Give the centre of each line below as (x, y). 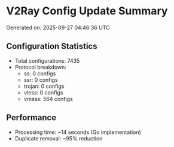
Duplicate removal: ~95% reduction (59, 138)
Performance (31, 118)
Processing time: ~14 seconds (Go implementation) (78, 132)
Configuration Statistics (52, 46)
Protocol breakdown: (41, 67)
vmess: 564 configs (48, 99)
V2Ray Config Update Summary (87, 11)
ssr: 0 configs (41, 79)
